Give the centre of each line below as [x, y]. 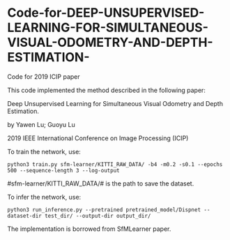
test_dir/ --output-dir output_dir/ [98, 216]
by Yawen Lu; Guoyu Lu [41, 124]
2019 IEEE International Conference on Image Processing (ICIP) [98, 138]
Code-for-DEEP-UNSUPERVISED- [106, 13]
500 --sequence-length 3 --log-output [63, 170]
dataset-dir [24, 216]
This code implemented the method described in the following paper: [106, 90]
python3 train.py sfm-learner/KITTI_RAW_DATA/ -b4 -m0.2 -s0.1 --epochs [115, 164]
